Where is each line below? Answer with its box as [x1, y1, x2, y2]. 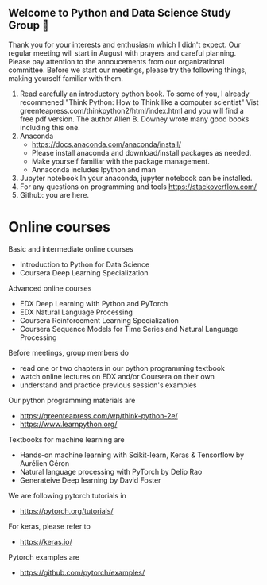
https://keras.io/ [19, 537, 73, 546]
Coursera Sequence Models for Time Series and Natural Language [19, 324, 238, 333]
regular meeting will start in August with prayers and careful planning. [8, 48, 237, 58]
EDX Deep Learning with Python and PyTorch [19, 298, 168, 308]
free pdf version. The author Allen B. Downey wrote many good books [19, 114, 250, 124]
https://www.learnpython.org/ [19, 419, 118, 429]
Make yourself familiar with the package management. [31, 156, 211, 166]
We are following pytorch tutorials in [8, 491, 127, 500]
